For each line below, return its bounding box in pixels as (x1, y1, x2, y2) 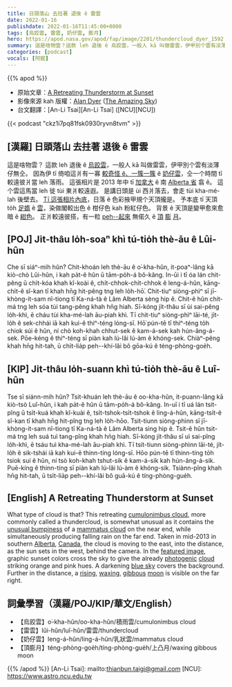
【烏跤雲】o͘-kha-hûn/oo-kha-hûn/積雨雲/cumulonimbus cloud (17, 617, 196, 626)
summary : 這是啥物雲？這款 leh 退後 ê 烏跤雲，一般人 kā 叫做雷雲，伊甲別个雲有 (7, 42, 216, 49)
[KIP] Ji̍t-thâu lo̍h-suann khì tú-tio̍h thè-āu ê (7, 363, 202, 375)
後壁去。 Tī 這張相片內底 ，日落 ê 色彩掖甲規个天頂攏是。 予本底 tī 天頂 (17, 195, 217, 203)
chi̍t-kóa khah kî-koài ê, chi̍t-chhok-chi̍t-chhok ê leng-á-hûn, (28, 279, 202, 287)
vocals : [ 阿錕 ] (7, 55, 49, 62)
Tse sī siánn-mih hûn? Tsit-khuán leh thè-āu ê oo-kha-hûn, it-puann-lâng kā (7, 392, 224, 401)
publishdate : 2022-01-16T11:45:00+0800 (7, 23, 122, 30)
